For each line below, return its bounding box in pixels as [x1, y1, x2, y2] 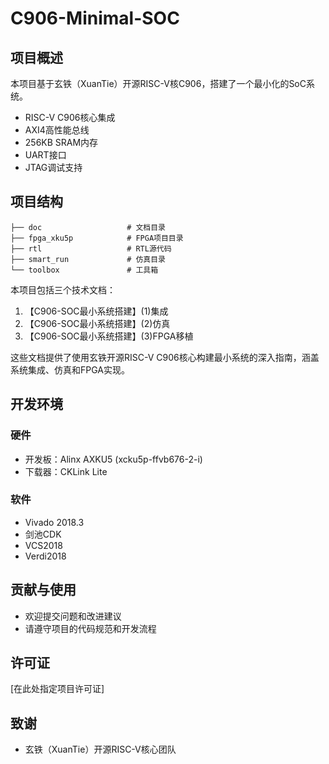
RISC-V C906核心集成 [24, 112, 116, 123]
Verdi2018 [24, 550, 67, 562]
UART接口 [24, 149, 67, 161]
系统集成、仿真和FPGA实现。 [10, 363, 130, 376]
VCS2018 [24, 539, 63, 551]
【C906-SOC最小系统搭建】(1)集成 [24, 305, 169, 317]
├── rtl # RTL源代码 [10, 243, 172, 254]
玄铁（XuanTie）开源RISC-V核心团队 [24, 743, 177, 756]
